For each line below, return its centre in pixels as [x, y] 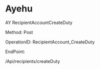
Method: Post [19, 32]
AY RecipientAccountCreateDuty [39, 22]
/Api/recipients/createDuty [33, 61]
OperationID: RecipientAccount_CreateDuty [50, 42]
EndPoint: [15, 51]
